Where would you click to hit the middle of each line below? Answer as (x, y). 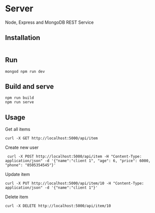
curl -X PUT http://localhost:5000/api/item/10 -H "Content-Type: (75, 183)
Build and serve (30, 86)
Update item (18, 174)
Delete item (17, 197)
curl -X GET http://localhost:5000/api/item (51, 138)
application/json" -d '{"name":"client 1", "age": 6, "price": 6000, (78, 161)
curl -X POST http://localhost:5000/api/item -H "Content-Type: (74, 157)
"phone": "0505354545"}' (31, 165)
